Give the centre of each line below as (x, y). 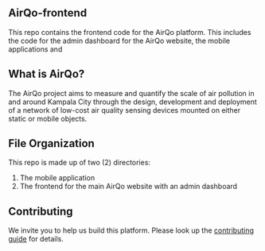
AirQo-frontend (48, 13)
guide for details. (36, 239)
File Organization (52, 143)
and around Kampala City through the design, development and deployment (132, 102)
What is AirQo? (47, 74)
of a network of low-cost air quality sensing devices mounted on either (125, 110)
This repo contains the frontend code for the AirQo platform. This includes (130, 32)
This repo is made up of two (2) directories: (80, 163)
